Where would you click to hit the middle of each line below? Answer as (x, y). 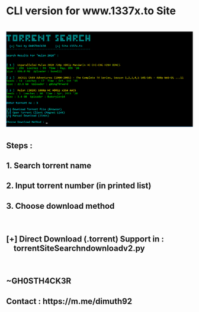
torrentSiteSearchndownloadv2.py (79, 248)
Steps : (19, 146)
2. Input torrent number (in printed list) (79, 186)
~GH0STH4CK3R (39, 281)
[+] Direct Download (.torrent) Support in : (85, 239)
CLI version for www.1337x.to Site (91, 11)
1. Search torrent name (49, 166)
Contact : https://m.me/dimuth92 (69, 301)
